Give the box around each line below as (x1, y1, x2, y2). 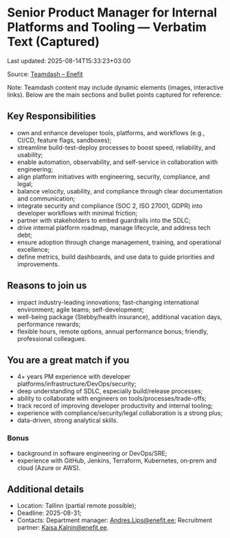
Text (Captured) (7, 34, 100, 49)
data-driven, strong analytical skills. (16, 417, 119, 425)
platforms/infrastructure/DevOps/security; (16, 379, 137, 388)
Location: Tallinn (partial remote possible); (16, 502, 137, 510)
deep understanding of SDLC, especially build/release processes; (16, 387, 203, 395)
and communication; (16, 194, 76, 202)
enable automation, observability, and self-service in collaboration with (16, 158, 218, 166)
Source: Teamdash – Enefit (7, 70, 84, 78)
